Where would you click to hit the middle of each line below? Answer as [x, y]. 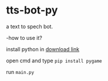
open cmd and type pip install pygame [54, 60]
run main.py [20, 72]
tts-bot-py [32, 10]
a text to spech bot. [30, 26]
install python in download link [43, 49]
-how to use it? [24, 38]
